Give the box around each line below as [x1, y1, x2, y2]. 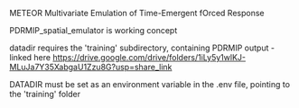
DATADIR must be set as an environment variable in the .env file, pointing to [9, 79, 291, 89]
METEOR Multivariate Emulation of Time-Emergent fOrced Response [9, 8, 265, 18]
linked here [9, 52, 51, 62]
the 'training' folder [9, 89, 81, 99]
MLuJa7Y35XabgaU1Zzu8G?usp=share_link [9, 62, 173, 72]
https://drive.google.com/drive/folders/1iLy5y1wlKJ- [52, 52, 247, 62]
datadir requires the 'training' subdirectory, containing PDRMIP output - [9, 42, 276, 53]
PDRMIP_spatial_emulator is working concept [9, 25, 178, 35]
